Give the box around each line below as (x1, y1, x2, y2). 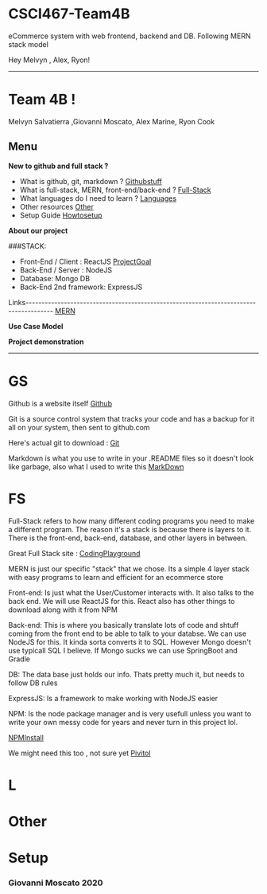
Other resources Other (19, 202, 94, 211)
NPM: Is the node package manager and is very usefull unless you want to (8, 708, 252, 718)
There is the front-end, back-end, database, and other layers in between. (8, 533, 248, 543)
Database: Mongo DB (19, 273, 90, 283)
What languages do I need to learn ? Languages (19, 193, 177, 203)
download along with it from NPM (8, 605, 118, 614)
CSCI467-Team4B (8, 5, 130, 23)
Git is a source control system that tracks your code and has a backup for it (8, 414, 255, 423)
